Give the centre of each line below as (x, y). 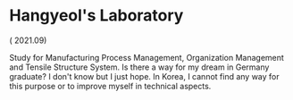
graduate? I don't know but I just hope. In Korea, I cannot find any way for (144, 76)
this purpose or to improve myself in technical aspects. (110, 86)
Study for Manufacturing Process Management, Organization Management (146, 57)
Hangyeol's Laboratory (96, 16)
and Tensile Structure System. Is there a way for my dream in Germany (139, 67)
